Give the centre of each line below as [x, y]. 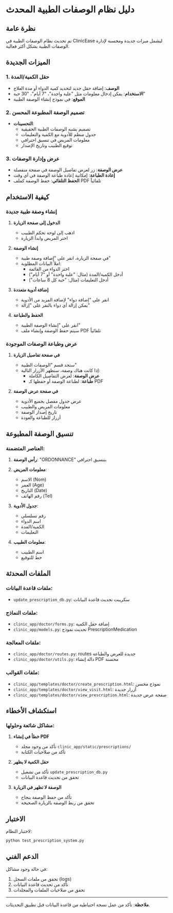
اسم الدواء [31, 521]
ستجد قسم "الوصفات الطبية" [49, 365]
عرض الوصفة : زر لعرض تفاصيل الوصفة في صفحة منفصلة [68, 170]
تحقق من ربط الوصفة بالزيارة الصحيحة [57, 803]
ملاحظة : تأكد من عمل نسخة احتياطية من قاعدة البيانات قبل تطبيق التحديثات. [78, 904]
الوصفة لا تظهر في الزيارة [37, 787]
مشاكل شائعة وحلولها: [30, 725]
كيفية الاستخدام [27, 197]
